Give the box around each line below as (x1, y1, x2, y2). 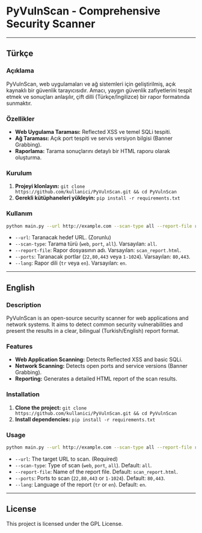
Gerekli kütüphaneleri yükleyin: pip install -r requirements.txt (14, 194, 180, 201)
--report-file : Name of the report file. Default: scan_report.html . (14, 468, 179, 475)
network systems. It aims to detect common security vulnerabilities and (6, 321, 183, 328)
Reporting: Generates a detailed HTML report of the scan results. (14, 375, 177, 382)
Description (6, 300, 41, 309)
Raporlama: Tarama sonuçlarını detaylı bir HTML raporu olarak (14, 147, 170, 154)
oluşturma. (14, 154, 42, 161)
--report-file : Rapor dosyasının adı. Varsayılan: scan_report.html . (14, 247, 182, 254)
